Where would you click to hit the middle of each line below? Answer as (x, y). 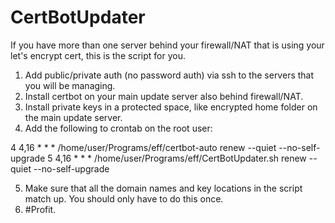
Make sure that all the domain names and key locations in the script (163, 188)
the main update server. (73, 117)
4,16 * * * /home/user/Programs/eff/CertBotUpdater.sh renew (180, 158)
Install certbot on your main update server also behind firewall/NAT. (164, 96)
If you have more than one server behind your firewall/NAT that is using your (167, 45)
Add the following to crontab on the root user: (118, 128)
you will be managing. (70, 85)
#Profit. (40, 209)
